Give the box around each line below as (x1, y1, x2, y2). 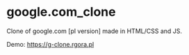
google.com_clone (6, 4, 116, 20)
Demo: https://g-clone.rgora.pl (6, 40, 94, 48)
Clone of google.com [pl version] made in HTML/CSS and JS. (6, 27, 182, 35)
